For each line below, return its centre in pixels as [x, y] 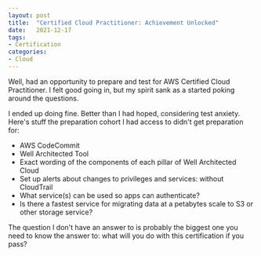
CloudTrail [36, 187]
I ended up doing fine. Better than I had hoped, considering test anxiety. [124, 113]
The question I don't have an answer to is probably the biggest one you [123, 227]
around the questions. [43, 98]
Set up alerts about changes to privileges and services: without [121, 178]
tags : [17, 37]
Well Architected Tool [54, 153]
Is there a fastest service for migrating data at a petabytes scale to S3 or [136, 203]
